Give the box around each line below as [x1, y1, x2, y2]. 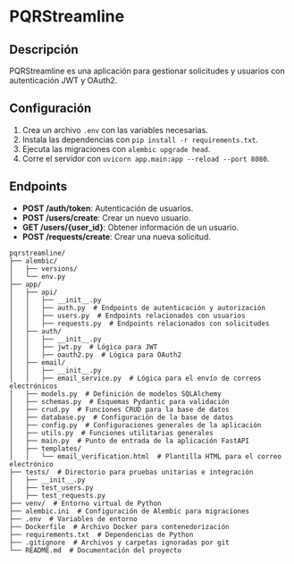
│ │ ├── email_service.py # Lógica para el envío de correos [9, 374, 262, 383]
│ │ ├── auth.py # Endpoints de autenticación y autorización [9, 303, 266, 312]
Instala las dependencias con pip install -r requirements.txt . [21, 134, 259, 145]
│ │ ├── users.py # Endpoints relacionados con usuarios [9, 311, 246, 320]
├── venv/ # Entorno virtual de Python [9, 499, 163, 508]
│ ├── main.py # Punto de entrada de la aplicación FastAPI [9, 436, 250, 445]
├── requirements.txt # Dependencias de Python [9, 530, 194, 539]
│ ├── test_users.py [9, 483, 94, 492]
